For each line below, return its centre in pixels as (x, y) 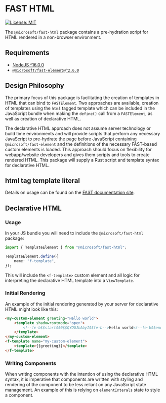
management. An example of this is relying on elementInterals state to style (83, 390)
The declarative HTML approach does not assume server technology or (78, 128)
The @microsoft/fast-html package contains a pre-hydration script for (77, 32)
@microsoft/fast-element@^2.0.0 (45, 70)
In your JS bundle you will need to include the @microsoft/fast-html (74, 233)
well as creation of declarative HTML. (43, 118)
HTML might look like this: (32, 309)
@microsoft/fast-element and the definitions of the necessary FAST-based (81, 144)
